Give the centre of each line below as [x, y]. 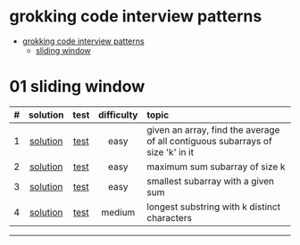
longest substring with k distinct [214, 207]
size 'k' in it [171, 151]
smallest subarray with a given [211, 181]
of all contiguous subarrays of [209, 141]
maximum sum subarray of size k [216, 167]
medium [118, 212]
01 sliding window [77, 87]
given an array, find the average [213, 129]
